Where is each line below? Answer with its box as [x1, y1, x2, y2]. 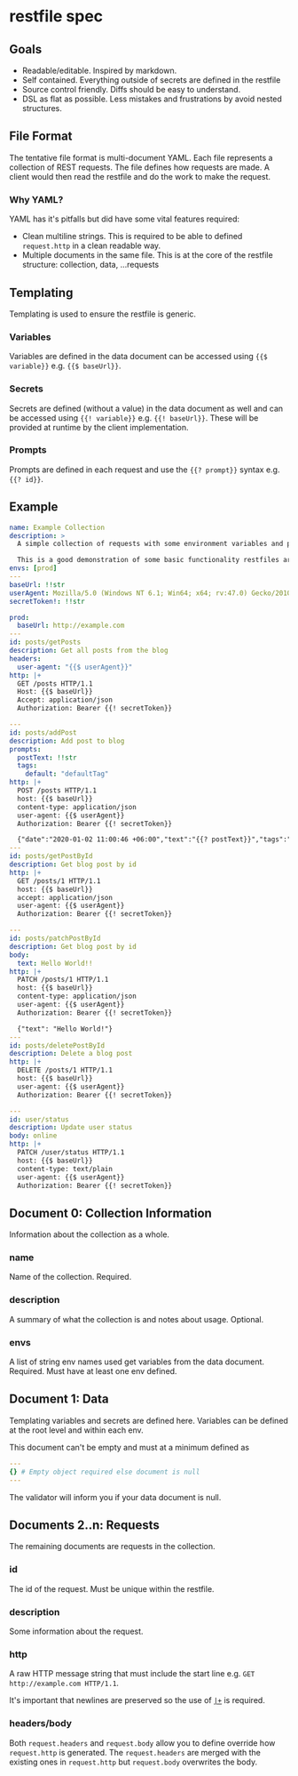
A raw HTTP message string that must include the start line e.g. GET [9, 1668, 255, 1679]
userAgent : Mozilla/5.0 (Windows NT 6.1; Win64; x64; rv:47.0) [9, 589, 248, 598]
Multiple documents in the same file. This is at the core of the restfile [21, 250, 273, 261]
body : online [9, 1131, 58, 1140]
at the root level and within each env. [9, 1425, 144, 1435]
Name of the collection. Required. [9, 1272, 132, 1282]
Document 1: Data [9, 1392, 109, 1407]
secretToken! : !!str [9, 597, 86, 606]
